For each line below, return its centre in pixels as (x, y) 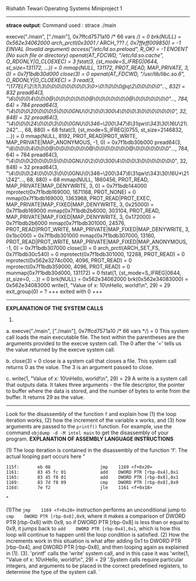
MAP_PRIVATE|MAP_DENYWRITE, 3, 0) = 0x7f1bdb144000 (76, 186)
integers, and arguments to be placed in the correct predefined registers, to (97, 566)
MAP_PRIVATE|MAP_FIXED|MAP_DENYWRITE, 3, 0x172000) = (81, 217)
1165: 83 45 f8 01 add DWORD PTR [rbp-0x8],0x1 (92, 477)
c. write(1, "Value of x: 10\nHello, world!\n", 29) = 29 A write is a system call (97, 379)
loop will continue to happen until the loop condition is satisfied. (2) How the (97, 534)
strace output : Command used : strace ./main (61, 25)
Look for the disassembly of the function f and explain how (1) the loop (91, 414)
